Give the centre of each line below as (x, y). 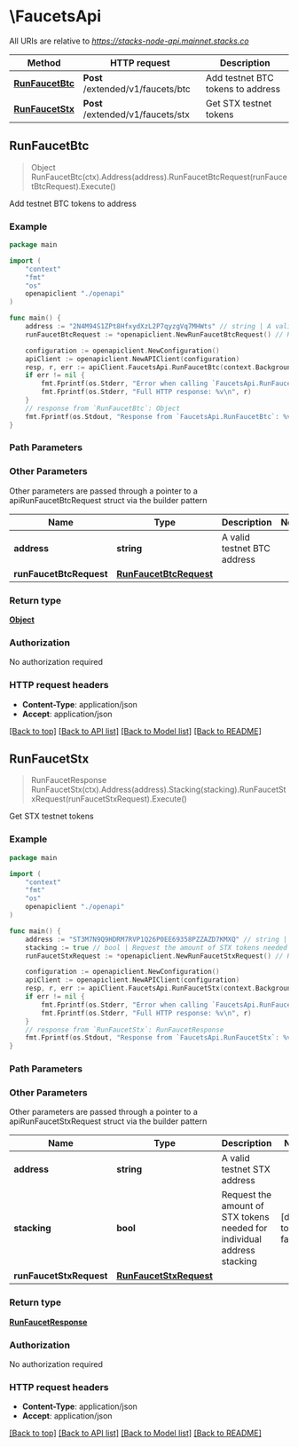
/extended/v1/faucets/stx (137, 115)
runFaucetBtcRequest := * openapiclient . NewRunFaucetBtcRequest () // (154, 335)
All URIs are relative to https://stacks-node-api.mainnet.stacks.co (129, 41)
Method (44, 62)
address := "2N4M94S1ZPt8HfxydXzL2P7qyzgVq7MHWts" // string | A (149, 327)
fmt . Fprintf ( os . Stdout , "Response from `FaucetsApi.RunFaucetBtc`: (152, 416)
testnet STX (246, 1169)
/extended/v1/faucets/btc (137, 89)
